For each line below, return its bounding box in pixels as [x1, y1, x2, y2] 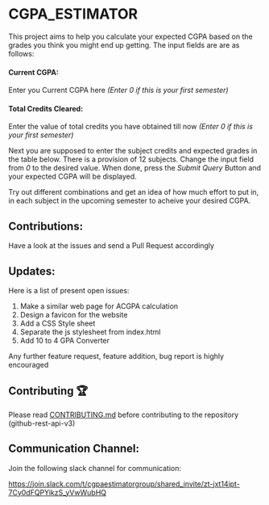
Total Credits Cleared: [8, 103, 84, 113]
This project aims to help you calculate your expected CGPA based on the [8, 32, 253, 41]
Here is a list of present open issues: [8, 285, 130, 295]
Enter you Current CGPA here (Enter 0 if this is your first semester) [8, 86, 229, 95]
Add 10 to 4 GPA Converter [19, 335, 110, 345]
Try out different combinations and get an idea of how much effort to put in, [8, 187, 259, 197]
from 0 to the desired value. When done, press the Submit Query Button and [8, 163, 262, 173]
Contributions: [8, 219, 83, 233]
